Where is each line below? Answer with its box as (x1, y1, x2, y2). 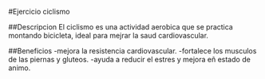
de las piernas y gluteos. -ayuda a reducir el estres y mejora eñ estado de (8, 55, 251, 64)
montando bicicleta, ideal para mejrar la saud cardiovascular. (8, 31, 209, 40)
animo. (8, 63, 31, 73)
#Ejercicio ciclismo (8, 7, 70, 16)
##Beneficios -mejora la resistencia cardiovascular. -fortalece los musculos (8, 46, 257, 55)
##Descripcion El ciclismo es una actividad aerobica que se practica (8, 22, 233, 31)
